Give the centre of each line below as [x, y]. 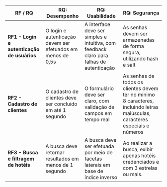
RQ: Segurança [141, 13]
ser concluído [61, 104]
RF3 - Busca [23, 152]
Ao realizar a [137, 143]
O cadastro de [62, 92]
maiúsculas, [136, 113]
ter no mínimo [139, 95]
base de [94, 171]
